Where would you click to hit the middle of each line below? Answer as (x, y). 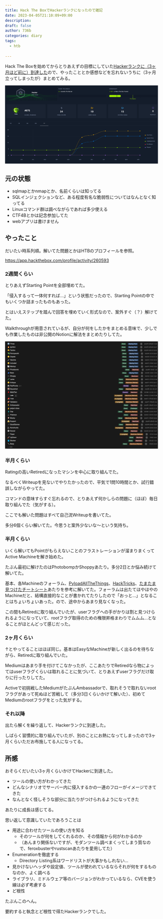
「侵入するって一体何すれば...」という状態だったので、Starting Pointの (76, 296)
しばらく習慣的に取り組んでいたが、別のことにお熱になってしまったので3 (78, 736)
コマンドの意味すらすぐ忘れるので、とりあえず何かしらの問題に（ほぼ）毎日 (81, 499)
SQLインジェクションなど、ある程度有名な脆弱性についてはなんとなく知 (84, 197)
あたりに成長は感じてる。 (31, 810)
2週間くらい (19, 274)
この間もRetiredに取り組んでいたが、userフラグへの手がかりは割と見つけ (78, 612)
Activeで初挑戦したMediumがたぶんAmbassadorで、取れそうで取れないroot (81, 688)
